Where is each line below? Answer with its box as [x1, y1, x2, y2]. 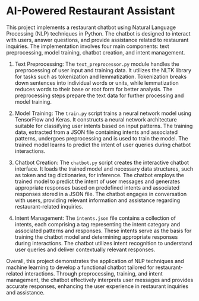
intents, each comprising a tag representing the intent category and [14, 220, 181, 228]
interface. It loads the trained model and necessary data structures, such [14, 165, 194, 172]
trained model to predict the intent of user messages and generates [14, 178, 181, 185]
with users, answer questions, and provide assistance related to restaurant [6, 36, 189, 43]
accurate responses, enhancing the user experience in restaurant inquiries [6, 283, 189, 290]
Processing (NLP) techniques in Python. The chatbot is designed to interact [6, 30, 191, 37]
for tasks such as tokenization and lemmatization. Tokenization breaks [14, 73, 187, 80]
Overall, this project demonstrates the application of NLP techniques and [6, 257, 184, 264]
